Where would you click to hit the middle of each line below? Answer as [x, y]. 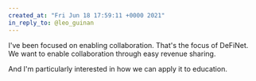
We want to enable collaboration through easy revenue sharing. [112, 53]
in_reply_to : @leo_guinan [51, 23]
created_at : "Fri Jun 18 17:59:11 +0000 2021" [87, 15]
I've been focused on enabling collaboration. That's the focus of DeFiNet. [128, 45]
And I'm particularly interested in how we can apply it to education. [118, 68]
